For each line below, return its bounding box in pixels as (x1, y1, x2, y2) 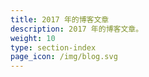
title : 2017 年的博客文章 (10, 14, 110, 25)
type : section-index (10, 42, 97, 53)
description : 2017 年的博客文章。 (10, 24, 144, 34)
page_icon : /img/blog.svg (10, 52, 118, 62)
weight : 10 (10, 33, 56, 43)
